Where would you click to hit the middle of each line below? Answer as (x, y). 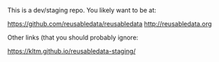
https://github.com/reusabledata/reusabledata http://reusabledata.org (109, 24)
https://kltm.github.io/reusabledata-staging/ (72, 51)
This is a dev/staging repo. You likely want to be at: (82, 10)
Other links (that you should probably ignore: (73, 37)
